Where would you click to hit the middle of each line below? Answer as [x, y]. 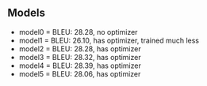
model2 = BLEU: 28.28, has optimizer [80, 49]
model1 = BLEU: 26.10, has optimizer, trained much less [109, 40]
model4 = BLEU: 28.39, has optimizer [80, 65]
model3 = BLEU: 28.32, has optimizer [80, 57]
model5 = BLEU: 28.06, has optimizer [80, 73]
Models [26, 13]
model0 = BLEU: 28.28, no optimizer [78, 32]
